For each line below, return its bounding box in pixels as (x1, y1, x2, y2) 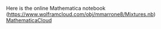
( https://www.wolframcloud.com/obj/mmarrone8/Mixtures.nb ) (6, 11, 156, 18)
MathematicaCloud (6, 17, 52, 23)
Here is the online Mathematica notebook (6, 5, 106, 11)
